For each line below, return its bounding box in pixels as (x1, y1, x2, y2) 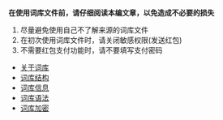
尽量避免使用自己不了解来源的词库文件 (19, 25, 148, 35)
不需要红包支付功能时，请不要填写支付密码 (19, 45, 163, 55)
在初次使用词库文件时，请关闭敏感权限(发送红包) (19, 36, 182, 45)
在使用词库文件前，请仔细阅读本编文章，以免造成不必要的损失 (8, 8, 215, 17)
